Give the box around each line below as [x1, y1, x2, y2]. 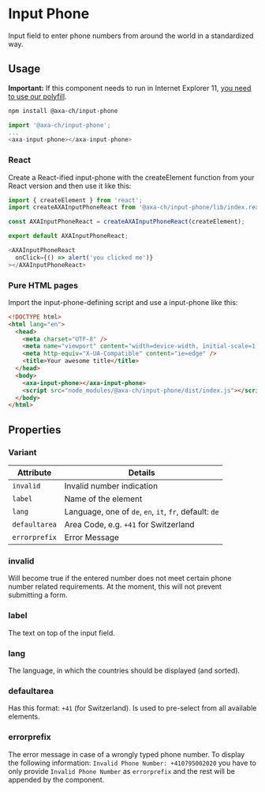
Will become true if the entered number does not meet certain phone [8, 574, 232, 583]
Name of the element [64, 493, 143, 504]
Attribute [17, 467, 52, 478]
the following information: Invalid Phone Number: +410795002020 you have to [8, 758, 256, 767]
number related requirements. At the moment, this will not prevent [8, 582, 222, 591]
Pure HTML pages [8, 280, 79, 291]
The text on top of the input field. [8, 628, 116, 637]
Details [128, 467, 155, 478]
